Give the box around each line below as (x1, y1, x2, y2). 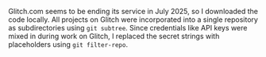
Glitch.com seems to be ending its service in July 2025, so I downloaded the (8, 7, 258, 16)
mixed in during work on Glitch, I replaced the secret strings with (8, 31, 220, 41)
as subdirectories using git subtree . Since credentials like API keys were (8, 23, 248, 32)
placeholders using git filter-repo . (8, 40, 129, 49)
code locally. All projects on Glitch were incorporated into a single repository (8, 15, 258, 24)
